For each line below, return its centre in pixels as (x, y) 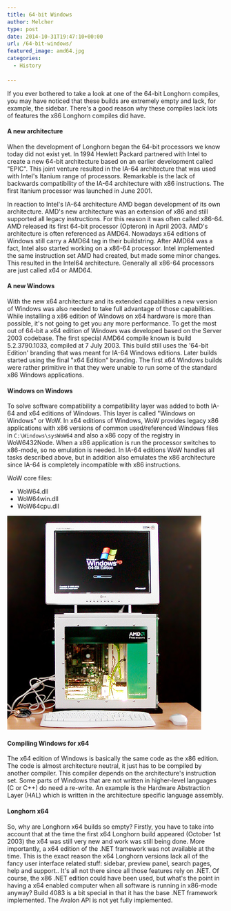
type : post (23, 29)
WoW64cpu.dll (38, 506)
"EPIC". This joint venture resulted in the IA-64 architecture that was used (111, 169)
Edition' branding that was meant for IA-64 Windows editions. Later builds (112, 353)
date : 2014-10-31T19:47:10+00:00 (55, 37)
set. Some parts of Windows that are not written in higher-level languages (112, 780)
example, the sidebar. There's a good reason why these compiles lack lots (112, 108)
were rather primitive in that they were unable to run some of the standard (112, 368)
